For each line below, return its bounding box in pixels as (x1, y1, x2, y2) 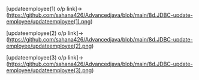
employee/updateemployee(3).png (6, 67, 92, 74)
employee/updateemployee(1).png (6, 18, 91, 25)
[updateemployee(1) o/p (6, 5, 66, 12)
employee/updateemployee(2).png (6, 42, 92, 49)
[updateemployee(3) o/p (6, 54, 67, 61)
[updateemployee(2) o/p (6, 29, 67, 37)
